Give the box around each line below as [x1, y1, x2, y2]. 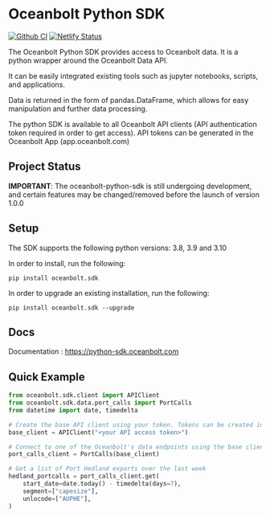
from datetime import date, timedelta [8, 406, 138, 414]
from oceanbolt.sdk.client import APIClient [8, 392, 160, 400]
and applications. [8, 80, 66, 89]
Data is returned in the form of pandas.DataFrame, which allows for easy [8, 95, 249, 105]
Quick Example [8, 370, 86, 384]
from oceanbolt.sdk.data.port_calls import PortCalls [8, 399, 193, 407]
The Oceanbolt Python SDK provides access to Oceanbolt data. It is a [8, 47, 239, 56]
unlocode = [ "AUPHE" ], [22, 494, 92, 503]
